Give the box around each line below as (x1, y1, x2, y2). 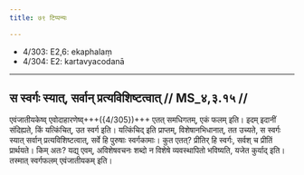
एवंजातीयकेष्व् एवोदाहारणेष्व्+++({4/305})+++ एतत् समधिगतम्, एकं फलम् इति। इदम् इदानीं (9, 114, 277, 125)
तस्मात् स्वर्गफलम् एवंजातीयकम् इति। (9, 155, 113, 166)
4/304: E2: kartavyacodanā (22, 55, 125, 66)
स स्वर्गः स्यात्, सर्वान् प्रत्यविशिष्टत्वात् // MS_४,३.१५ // (9, 91, 249, 106)
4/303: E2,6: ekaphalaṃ (22, 46, 113, 57)
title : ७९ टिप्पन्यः (9, 13, 68, 23)
